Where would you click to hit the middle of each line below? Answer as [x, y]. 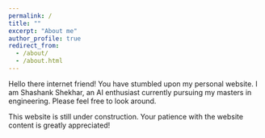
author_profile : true [45, 38]
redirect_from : [34, 46]
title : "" [25, 23]
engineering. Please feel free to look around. [82, 101]
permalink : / [30, 16]
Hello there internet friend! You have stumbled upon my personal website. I [133, 84]
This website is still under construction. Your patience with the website [126, 116]
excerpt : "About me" [43, 31]
